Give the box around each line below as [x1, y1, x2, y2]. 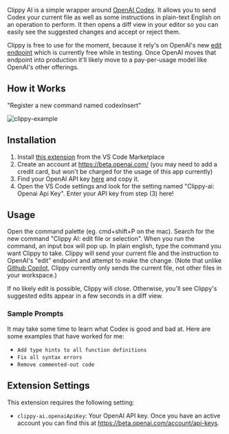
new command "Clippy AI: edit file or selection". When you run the [7, 235, 195, 243]
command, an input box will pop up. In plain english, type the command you [7, 242, 221, 250]
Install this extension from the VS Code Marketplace [17, 153, 165, 161]
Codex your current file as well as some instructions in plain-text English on [7, 13, 221, 21]
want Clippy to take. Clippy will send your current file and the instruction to [7, 249, 219, 257]
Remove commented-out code [17, 361, 95, 368]
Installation [7, 134, 56, 147]
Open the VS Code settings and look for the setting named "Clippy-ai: [17, 182, 215, 190]
